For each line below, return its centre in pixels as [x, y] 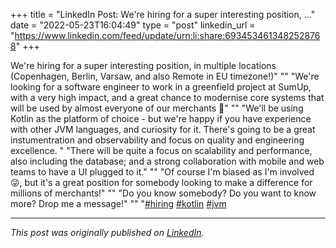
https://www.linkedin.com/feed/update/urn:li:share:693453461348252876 [167, 35]
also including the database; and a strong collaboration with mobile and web [167, 161]
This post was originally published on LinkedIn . [107, 232]
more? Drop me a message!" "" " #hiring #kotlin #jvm [118, 203]
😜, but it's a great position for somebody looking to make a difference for [161, 182]
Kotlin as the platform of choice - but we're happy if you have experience [161, 118]
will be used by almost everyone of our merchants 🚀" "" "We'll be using [157, 108]
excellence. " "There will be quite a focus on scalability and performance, [161, 150]
